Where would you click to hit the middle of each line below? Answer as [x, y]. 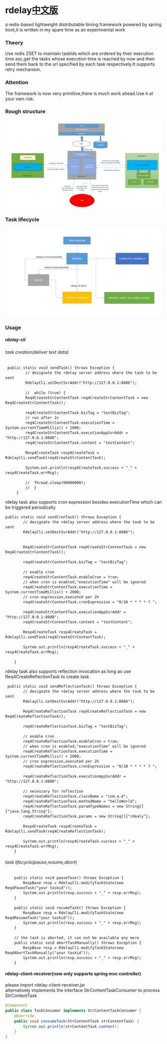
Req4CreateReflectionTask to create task [47, 676]
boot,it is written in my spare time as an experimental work [65, 29]
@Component [16, 1006]
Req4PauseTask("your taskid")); [39, 888]
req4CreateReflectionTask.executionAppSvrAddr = [75, 776]
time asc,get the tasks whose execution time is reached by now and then [80, 59]
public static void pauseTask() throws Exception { [69, 878]
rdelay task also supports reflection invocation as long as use [68, 671]
